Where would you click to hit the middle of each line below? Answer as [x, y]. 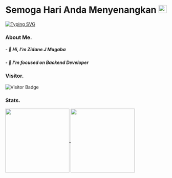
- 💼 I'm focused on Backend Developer [47, 62]
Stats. [13, 100]
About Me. [19, 37]
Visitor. [15, 76]
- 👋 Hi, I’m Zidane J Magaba [36, 50]
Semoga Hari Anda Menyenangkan [81, 10]
